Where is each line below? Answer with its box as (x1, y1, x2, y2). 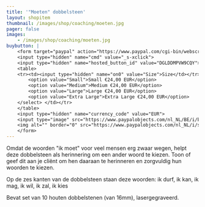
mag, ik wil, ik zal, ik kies (6, 182, 68, 189)
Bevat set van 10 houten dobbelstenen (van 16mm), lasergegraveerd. (6, 194, 179, 201)
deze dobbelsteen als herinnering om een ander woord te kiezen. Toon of (6, 151, 191, 158)
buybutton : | (6, 43, 40, 49)
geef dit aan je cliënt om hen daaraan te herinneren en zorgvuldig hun (6, 158, 182, 164)
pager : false (6, 26, 40, 32)
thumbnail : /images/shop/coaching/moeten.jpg (6, 20, 124, 26)
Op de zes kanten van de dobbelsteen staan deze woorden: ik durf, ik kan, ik (6, 176, 199, 183)
